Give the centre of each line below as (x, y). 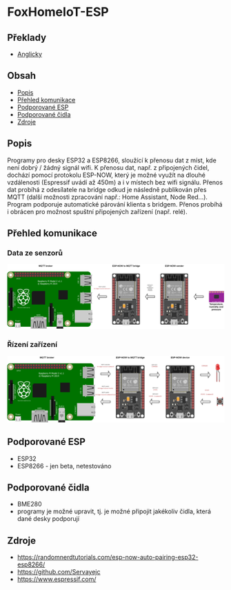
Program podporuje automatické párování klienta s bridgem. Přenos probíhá (115, 204)
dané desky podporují (48, 519)
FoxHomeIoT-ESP (58, 12)
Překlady (27, 38)
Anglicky (30, 54)
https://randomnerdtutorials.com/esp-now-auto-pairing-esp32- (108, 558)
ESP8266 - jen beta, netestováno (64, 466)
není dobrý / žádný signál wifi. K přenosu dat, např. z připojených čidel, (108, 167)
